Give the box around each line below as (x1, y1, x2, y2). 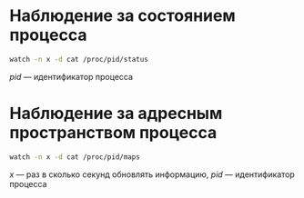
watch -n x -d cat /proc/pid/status (9, 54, 148, 64)
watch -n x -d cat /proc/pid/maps (9, 152, 141, 162)
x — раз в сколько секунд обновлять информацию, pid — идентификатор (9, 169, 296, 180)
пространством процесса (9, 123, 218, 143)
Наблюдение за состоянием (9, 5, 236, 26)
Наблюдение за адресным (9, 104, 223, 124)
